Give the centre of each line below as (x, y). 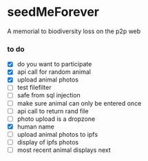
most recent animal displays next (64, 150)
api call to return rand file (53, 111)
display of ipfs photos (48, 142)
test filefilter (34, 88)
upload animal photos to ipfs (57, 134)
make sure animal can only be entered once (79, 103)
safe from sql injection (49, 95)
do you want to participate (54, 64)
